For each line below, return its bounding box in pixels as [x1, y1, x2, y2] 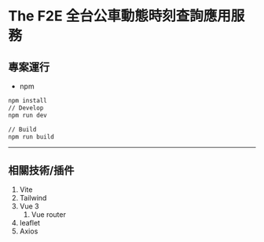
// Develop [8, 103, 44, 112]
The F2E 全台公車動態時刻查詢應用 [8, 7, 232, 25]
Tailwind [19, 193, 47, 203]
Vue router [31, 210, 67, 219]
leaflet [19, 219, 41, 228]
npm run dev [8, 111, 47, 119]
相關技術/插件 [8, 164, 75, 177]
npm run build [8, 132, 55, 141]
